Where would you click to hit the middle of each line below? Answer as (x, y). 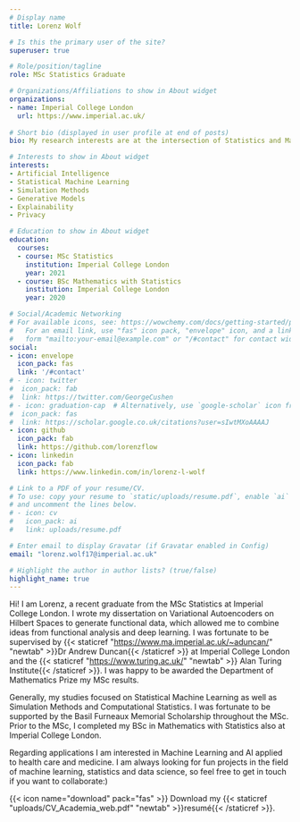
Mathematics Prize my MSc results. (75, 680)
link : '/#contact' (52, 372)
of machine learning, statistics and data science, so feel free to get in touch (148, 772)
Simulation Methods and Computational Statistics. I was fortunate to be (140, 707)
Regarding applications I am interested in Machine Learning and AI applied (146, 753)
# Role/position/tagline (55, 67)
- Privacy (28, 216)
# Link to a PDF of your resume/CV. (77, 488)
